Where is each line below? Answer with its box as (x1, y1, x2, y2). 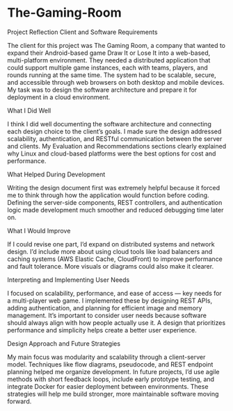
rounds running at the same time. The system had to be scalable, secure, (7, 71, 217, 79)
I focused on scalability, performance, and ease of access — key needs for (7, 289, 223, 297)
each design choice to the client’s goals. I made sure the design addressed (7, 127, 222, 135)
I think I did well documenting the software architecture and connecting (7, 119, 212, 128)
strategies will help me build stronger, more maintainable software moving (7, 389, 219, 398)
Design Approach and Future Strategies (7, 339, 120, 348)
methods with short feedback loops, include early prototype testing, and (7, 375, 214, 383)
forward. (7, 397, 32, 405)
